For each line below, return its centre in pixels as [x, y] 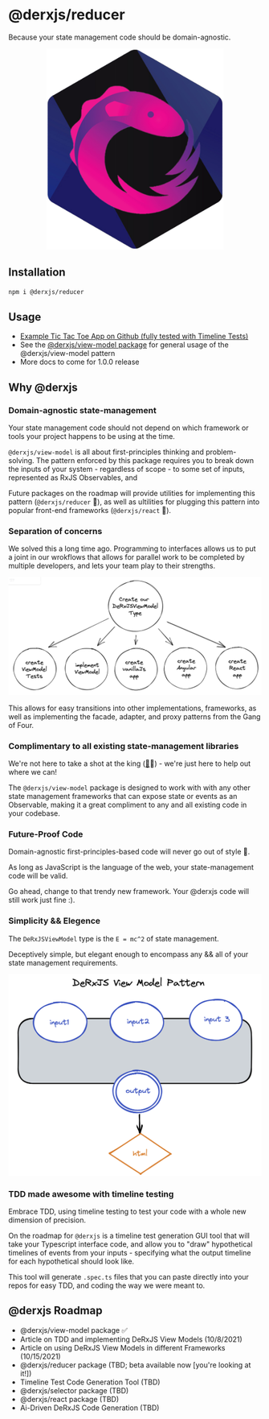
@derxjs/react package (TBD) [69, 1399]
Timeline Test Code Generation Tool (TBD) [90, 1382]
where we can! [33, 772]
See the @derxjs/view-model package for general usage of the [124, 345]
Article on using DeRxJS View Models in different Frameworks [122, 1347]
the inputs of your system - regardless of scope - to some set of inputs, [126, 470]
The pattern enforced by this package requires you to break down [145, 461]
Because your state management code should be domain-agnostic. [120, 37]
